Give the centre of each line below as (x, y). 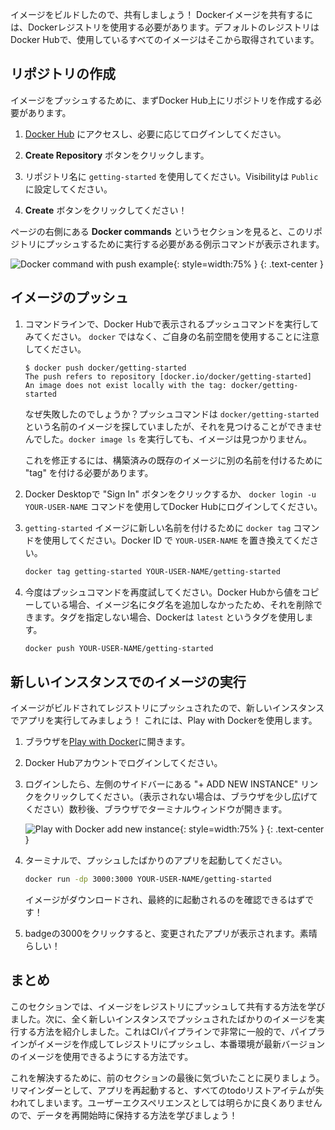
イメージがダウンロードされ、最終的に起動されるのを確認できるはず (165, 900)
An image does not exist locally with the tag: (125, 385)
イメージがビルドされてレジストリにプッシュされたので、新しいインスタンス (167, 708)
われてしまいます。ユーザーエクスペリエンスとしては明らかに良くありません (166, 1102)
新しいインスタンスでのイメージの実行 (128, 681)
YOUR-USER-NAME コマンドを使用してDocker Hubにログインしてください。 (173, 506)
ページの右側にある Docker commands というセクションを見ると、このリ (162, 231)
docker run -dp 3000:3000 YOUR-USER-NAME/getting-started (148, 879)
